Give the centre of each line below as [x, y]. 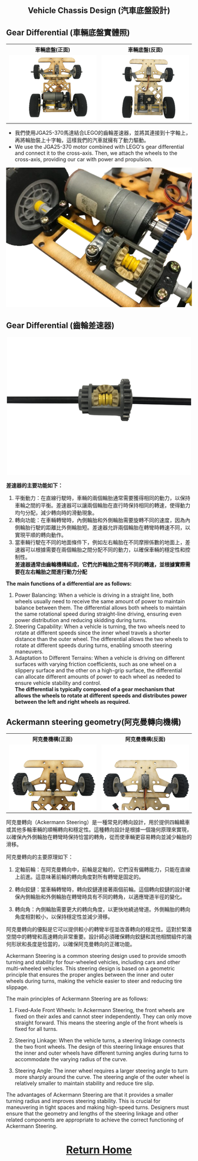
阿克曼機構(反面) [146, 739]
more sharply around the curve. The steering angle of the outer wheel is [102, 1077]
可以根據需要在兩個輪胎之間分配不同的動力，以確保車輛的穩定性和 [105, 550]
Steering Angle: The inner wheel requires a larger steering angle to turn [101, 1071]
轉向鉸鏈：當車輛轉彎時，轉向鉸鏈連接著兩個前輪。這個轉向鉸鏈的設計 [100, 889]
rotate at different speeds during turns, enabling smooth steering [93, 645]
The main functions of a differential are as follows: [69, 584]
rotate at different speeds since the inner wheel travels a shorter [93, 633]
